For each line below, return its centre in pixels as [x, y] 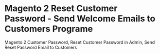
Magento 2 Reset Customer [61, 8]
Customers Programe [49, 29]
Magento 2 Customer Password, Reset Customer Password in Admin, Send [80, 42]
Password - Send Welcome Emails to [80, 19]
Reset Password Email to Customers [41, 47]
